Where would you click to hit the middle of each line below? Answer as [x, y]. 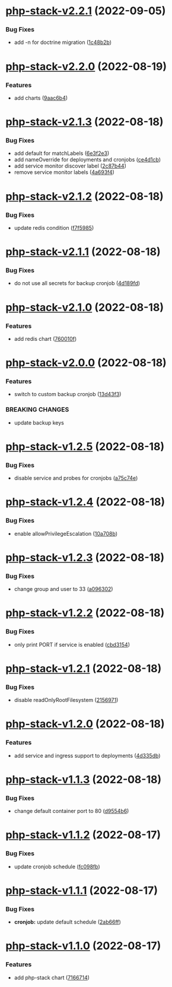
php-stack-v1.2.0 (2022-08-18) [85, 724]
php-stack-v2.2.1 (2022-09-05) [86, 11]
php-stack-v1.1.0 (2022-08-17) [83, 946]
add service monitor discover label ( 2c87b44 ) [70, 166]
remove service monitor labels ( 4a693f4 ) [64, 172]
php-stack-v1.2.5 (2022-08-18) [85, 446]
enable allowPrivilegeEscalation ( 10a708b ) [66, 533]
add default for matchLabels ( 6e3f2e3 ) [62, 153]
